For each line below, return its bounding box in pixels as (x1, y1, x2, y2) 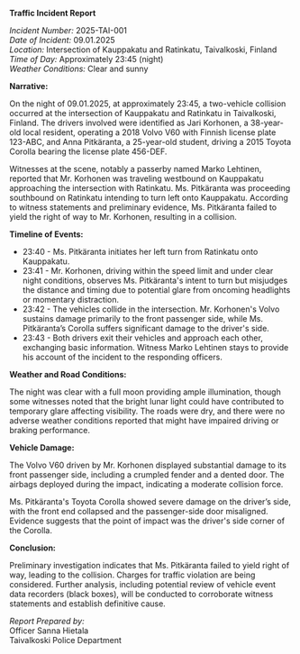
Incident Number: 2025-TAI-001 (9, 25, 128, 35)
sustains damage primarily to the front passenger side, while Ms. (22, 313, 264, 323)
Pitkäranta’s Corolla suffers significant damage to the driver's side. (22, 323, 270, 333)
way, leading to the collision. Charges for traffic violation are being (9, 569, 256, 580)
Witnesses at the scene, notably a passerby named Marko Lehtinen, (9, 164, 262, 174)
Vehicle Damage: (9, 442, 75, 453)
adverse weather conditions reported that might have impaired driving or (9, 415, 279, 426)
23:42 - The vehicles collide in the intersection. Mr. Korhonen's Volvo (22, 304, 280, 314)
